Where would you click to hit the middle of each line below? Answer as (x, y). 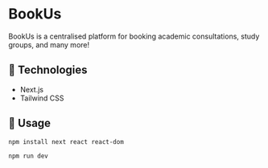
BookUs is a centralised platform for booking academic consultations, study (134, 36)
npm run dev (28, 156)
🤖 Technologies (48, 70)
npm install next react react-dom (66, 141)
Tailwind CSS (42, 98)
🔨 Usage (29, 123)
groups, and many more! (49, 44)
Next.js (32, 89)
